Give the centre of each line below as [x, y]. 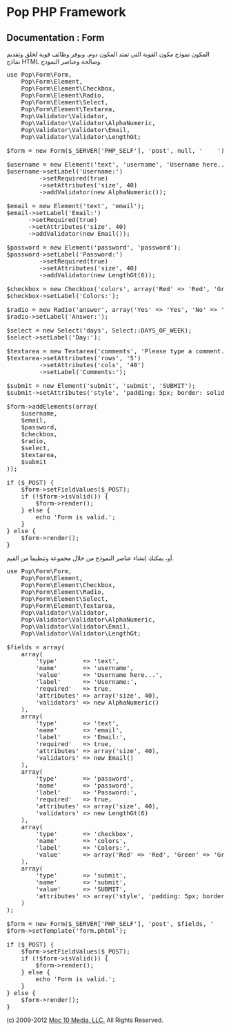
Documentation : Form [56, 38]
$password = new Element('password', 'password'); [94, 247]
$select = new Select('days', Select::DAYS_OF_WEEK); [99, 330]
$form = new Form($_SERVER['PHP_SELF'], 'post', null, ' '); [118, 150]
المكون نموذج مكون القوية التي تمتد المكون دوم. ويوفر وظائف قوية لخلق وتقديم [108, 54]
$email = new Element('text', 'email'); [76, 206]
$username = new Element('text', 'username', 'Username [103, 164]
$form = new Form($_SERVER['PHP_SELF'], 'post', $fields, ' [110, 924]
